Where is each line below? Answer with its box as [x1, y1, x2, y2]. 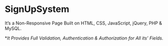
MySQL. [5, 25, 22, 31]
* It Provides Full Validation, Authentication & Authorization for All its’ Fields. [5, 35, 163, 41]
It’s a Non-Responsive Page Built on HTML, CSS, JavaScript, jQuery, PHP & [5, 20, 162, 26]
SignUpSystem [5, 3, 70, 15]
